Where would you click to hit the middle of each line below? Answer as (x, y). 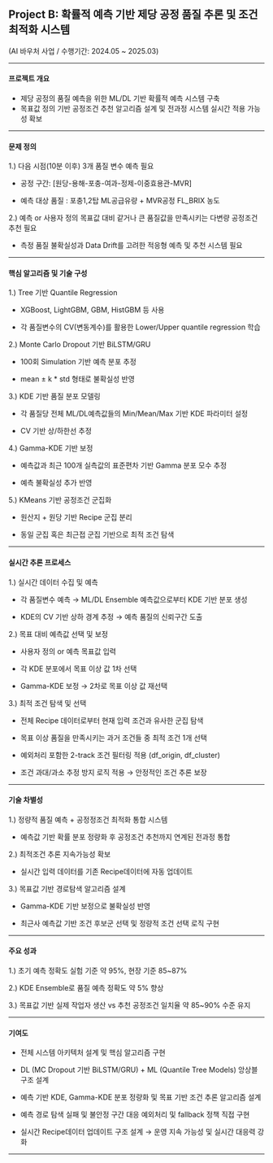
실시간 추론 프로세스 (40, 563)
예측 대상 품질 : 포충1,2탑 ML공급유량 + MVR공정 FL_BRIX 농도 (120, 201)
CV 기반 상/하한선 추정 (56, 431)
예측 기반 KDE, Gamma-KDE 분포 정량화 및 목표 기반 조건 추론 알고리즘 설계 (141, 1097)
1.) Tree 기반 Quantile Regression (63, 293)
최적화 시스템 (39, 30)
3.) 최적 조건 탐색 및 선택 (48, 703)
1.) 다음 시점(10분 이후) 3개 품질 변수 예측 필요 (81, 166)
